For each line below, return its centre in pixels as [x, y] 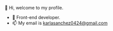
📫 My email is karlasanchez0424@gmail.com [60, 23]
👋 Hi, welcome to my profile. [34, 8]
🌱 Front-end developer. [36, 17]
